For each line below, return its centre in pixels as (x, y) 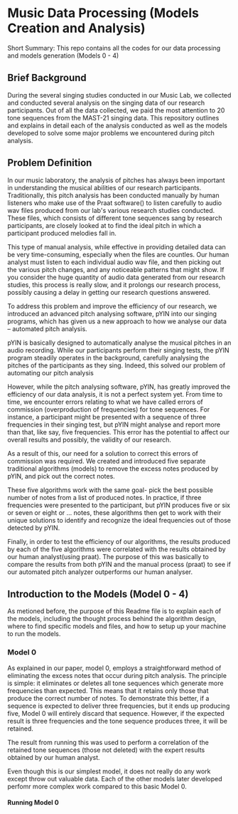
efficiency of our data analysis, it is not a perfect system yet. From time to (115, 394)
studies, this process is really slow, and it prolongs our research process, (114, 285)
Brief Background (47, 78)
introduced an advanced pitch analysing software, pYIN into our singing (112, 313)
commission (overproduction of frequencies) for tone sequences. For (109, 409)
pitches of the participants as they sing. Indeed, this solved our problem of (117, 365)
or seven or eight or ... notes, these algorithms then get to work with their (114, 512)
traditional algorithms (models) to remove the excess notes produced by (113, 469)
